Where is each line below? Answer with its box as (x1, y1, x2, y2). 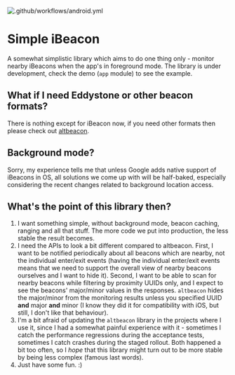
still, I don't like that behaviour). (17, 308, 109, 317)
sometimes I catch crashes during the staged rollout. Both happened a (17, 339, 221, 347)
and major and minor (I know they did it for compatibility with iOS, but (17, 301, 219, 310)
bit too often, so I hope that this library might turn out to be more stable (17, 346, 223, 354)
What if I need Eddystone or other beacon (7, 90, 194, 102)
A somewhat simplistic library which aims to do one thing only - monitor (7, 54, 215, 62)
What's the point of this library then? (7, 200, 172, 212)
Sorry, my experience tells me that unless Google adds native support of (7, 165, 217, 174)
